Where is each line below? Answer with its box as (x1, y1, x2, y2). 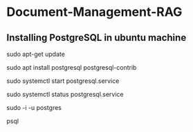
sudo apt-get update (6, 50, 65, 58)
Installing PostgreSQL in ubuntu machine (6, 32, 187, 44)
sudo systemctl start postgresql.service (6, 77, 120, 85)
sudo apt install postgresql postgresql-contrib (6, 64, 137, 71)
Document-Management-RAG (6, 4, 183, 20)
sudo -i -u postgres (6, 104, 62, 111)
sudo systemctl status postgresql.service (6, 91, 124, 98)
